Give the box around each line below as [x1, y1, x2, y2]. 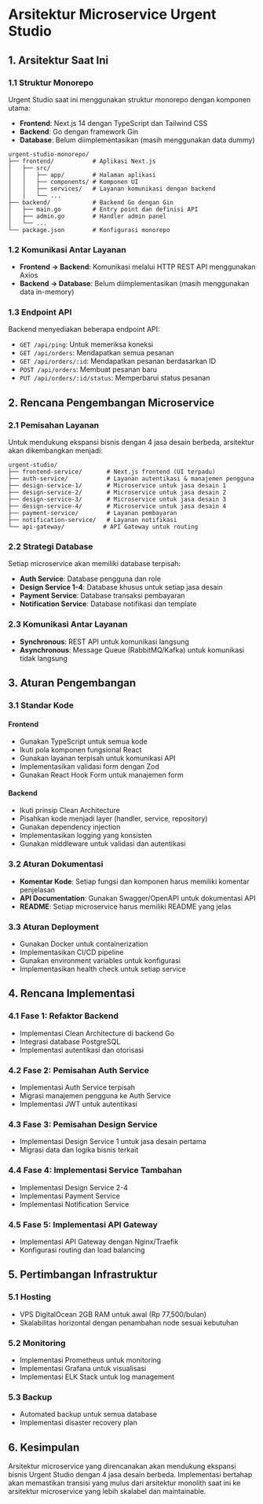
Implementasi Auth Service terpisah [19, 1083, 136, 1092]
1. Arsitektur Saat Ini [8, 53, 109, 67]
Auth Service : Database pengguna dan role [19, 574, 162, 583]
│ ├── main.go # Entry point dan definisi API [8, 205, 199, 213]
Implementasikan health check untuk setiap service [19, 965, 186, 974]
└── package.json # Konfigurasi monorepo [8, 226, 170, 234]
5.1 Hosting [8, 1292, 52, 1303]
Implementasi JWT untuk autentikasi [19, 1099, 137, 1109]
